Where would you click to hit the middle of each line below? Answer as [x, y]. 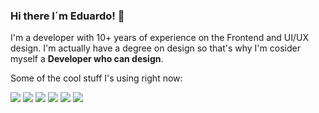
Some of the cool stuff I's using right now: [96, 78]
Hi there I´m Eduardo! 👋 [67, 16]
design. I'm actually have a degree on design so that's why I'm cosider [155, 48]
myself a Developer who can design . [87, 59]
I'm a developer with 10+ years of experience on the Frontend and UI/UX [160, 38]
